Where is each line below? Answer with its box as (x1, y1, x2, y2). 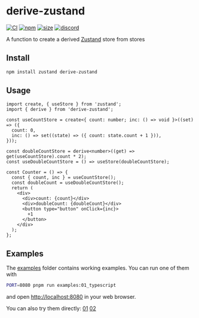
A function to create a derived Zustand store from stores (6, 35, 145, 43)
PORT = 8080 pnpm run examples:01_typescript (6, 283, 117, 289)
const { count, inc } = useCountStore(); (11, 175, 117, 181)
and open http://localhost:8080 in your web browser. (6, 293, 136, 301)
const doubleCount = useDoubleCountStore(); (11, 180, 124, 186)
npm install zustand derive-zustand (6, 69, 97, 75)
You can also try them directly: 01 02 (6, 305, 97, 312)
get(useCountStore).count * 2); (6, 154, 87, 160)
